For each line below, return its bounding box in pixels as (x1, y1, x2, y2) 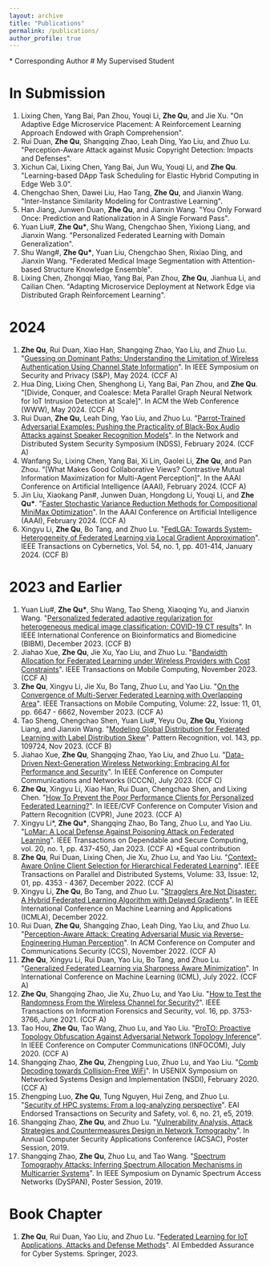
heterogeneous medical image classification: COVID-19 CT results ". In (20, 622, 252, 632)
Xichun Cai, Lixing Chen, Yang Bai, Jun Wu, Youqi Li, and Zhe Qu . (20, 162, 238, 172)
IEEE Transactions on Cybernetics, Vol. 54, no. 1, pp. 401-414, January (20, 542, 253, 551)
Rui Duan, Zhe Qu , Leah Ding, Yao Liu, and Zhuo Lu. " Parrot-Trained (20, 413, 246, 423)
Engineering (20, 938, 61, 948)
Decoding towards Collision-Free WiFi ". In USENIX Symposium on (20, 1066, 238, 1075)
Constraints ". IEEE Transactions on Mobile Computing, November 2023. (20, 665, 257, 674)
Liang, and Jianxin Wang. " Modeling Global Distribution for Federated (20, 724, 250, 734)
